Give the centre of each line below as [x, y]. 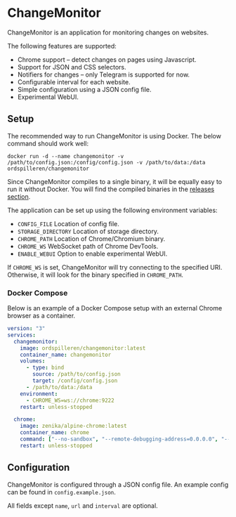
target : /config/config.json [75, 381]
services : [22, 335]
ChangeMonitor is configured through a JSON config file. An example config [118, 484]
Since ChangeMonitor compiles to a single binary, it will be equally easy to [115, 181]
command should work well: [48, 143]
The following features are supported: [62, 46]
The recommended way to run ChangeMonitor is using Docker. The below [114, 136]
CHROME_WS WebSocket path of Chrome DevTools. [88, 246]
